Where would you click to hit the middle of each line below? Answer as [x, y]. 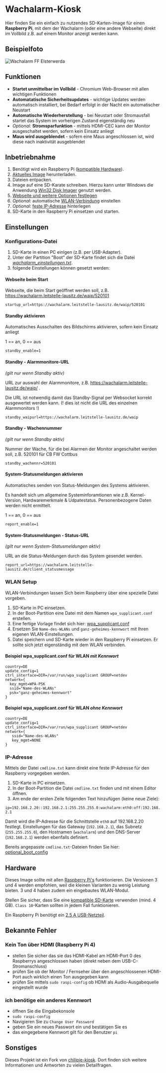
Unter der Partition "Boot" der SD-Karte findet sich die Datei [74, 258]
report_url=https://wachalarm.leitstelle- [50, 565]
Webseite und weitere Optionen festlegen [55, 195]
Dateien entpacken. [32, 180]
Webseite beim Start [27, 279]
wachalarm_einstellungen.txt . [42, 263]
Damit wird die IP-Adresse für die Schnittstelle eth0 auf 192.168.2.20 [74, 821]
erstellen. [22, 618]
